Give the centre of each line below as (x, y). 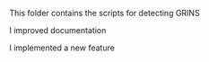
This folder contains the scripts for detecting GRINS (104, 13)
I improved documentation (58, 30)
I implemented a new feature (62, 48)
